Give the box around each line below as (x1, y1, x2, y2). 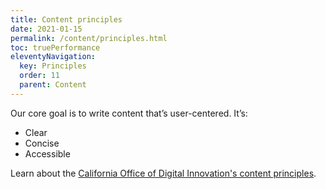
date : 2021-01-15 (10, 24, 83, 34)
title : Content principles (10, 14, 123, 25)
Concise (24, 137, 60, 149)
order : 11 (19, 71, 60, 81)
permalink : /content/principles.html (10, 33, 168, 43)
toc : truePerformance (10, 42, 101, 53)
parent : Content (19, 80, 87, 90)
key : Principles (19, 61, 87, 71)
